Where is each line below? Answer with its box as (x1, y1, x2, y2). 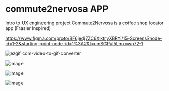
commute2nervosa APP (5, 3, 109, 15)
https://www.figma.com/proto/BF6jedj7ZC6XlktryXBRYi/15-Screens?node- (5, 35, 162, 41)
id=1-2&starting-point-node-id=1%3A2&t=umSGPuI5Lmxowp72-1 (5, 40, 143, 46)
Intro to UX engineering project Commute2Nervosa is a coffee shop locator (5, 20, 164, 26)
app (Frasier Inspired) (5, 25, 51, 31)
